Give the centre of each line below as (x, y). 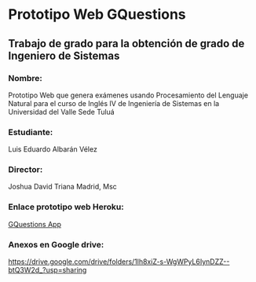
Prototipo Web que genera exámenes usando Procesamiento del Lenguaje (128, 95)
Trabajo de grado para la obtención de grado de (126, 44)
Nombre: (26, 78)
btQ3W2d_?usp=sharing (48, 270)
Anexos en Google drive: (56, 244)
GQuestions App (35, 224)
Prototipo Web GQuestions (97, 15)
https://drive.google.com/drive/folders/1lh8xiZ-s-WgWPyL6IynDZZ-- (119, 262)
